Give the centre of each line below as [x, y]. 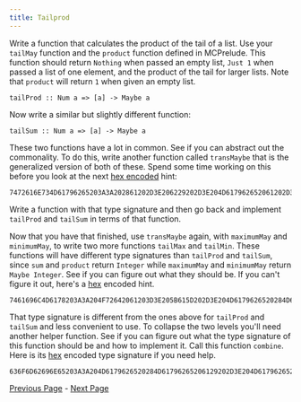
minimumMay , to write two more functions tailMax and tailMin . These [134, 245]
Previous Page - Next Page [59, 388]
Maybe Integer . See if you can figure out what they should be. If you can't [145, 274]
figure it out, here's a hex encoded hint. [82, 284]
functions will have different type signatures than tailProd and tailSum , [141, 255]
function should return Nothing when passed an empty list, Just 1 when [142, 62]
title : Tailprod [39, 17]
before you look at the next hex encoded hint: [93, 176]
